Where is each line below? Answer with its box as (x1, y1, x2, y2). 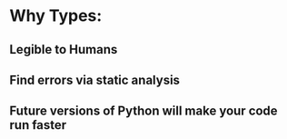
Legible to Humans (9, 42, 118, 57)
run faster (9, 117, 67, 133)
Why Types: (9, 5, 103, 26)
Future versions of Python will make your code (9, 104, 279, 119)
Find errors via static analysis (9, 72, 180, 87)
